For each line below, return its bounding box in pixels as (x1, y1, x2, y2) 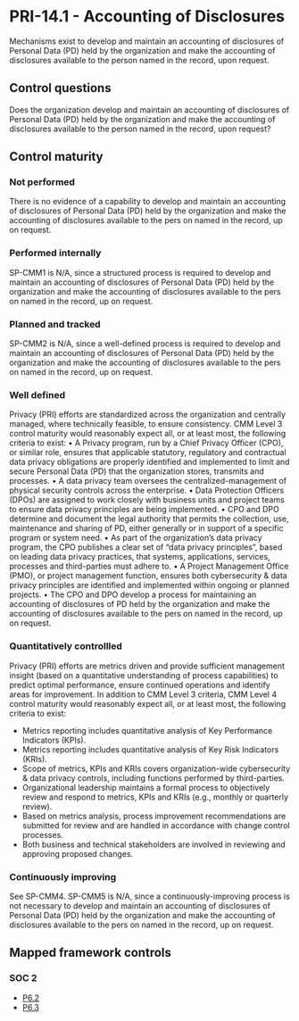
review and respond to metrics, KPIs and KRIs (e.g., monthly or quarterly (21, 792, 288, 802)
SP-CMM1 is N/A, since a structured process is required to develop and (9, 267, 271, 278)
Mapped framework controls (9, 945, 172, 960)
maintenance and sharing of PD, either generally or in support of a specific (9, 523, 284, 534)
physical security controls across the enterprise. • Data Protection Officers (9, 485, 285, 496)
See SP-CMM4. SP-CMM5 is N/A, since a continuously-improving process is (9, 891, 290, 901)
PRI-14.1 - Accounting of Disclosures (9, 6, 286, 27)
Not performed (9, 176, 76, 188)
